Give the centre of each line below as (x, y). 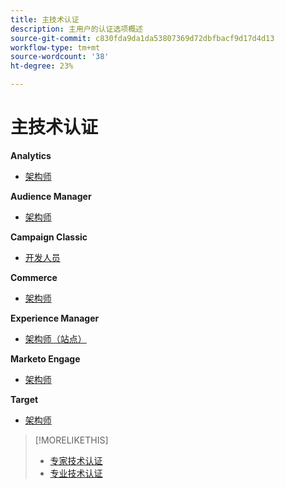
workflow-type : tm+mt (55, 47)
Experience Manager (55, 318)
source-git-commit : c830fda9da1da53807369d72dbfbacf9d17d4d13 (142, 38)
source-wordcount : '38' (60, 57)
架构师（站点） (55, 338)
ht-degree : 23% (42, 66)
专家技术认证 (76, 460)
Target (24, 399)
